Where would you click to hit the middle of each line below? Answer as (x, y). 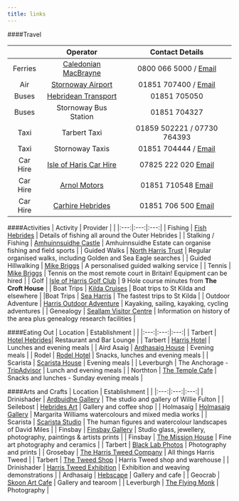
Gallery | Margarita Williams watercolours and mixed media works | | (107, 414)
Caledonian (82, 63)
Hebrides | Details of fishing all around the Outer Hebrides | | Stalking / (111, 235)
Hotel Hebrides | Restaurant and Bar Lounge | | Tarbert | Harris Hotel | (109, 340)
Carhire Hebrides (82, 205)
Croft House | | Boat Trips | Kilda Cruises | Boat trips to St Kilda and (106, 288)
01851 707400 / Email (177, 84)
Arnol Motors (82, 185)
